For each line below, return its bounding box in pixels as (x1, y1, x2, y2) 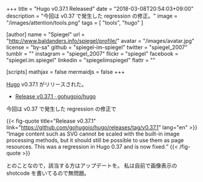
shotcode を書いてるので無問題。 (6, 169, 90, 177)
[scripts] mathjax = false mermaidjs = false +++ (6, 68, 125, 75)
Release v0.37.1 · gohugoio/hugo (15, 93, 96, 100)
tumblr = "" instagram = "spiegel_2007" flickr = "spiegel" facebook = (6, 50, 179, 57)
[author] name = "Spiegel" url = (6, 31, 85, 38)
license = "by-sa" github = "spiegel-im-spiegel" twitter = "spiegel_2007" (6, 44, 188, 51)
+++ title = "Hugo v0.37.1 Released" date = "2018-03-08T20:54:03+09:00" (6, 5, 194, 12)
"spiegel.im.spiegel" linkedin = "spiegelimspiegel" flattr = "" (6, 57, 156, 63)
